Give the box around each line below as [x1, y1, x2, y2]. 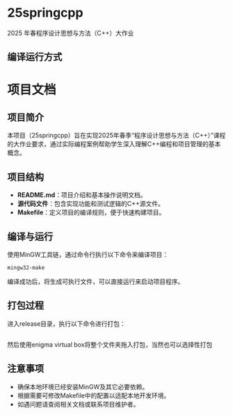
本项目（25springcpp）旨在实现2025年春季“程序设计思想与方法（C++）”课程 [7, 131, 226, 140]
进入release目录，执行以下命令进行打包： [7, 319, 127, 328]
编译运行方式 [7, 51, 63, 63]
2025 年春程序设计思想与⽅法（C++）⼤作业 [7, 29, 134, 37]
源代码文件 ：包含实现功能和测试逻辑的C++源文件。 [17, 200, 165, 208]
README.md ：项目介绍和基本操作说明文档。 [17, 191, 147, 199]
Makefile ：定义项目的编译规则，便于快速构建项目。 [17, 208, 166, 217]
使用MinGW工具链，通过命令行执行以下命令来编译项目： [7, 250, 169, 258]
